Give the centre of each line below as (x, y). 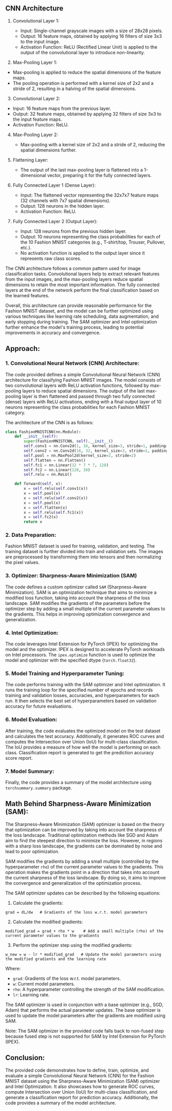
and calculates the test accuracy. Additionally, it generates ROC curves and (85, 736)
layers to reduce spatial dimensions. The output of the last (83, 390)
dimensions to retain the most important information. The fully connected (82, 285)
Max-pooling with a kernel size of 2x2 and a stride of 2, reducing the (93, 144)
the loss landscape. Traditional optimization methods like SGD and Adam (82, 835)
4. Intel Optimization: (32, 633)
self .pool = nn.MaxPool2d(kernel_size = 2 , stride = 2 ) (80, 455)
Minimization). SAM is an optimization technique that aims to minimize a (81, 592)
